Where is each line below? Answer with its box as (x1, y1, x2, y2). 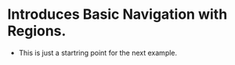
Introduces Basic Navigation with (7, 5, 228, 23)
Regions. (7, 22, 67, 40)
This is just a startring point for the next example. (18, 48, 178, 57)
